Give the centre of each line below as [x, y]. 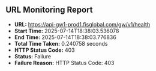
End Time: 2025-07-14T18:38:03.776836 [65, 37]
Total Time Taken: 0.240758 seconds [61, 43]
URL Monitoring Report [49, 10]
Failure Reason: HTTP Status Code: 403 [64, 63]
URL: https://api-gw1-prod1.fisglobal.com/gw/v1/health [82, 24]
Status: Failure [33, 56]
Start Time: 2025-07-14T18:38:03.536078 [67, 31]
